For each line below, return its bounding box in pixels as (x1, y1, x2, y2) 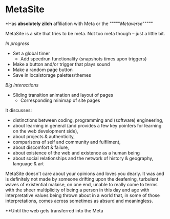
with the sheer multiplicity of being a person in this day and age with (5, 187, 150, 193)
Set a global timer (12, 50, 50, 56)
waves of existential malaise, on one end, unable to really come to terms (5, 181, 158, 187)
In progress (5, 40, 30, 47)
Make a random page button (12, 67, 73, 73)
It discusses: (5, 107, 32, 113)
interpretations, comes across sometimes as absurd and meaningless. (5, 198, 153, 204)
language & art (12, 160, 44, 167)
